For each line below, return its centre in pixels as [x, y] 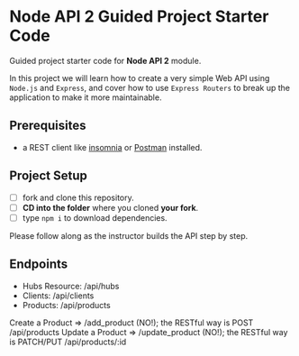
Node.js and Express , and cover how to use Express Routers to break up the [150, 87]
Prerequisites [48, 126]
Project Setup [49, 176]
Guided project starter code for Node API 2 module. [105, 60]
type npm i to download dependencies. [95, 217]
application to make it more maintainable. [86, 97]
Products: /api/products [66, 305]
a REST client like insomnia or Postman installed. [112, 147]
